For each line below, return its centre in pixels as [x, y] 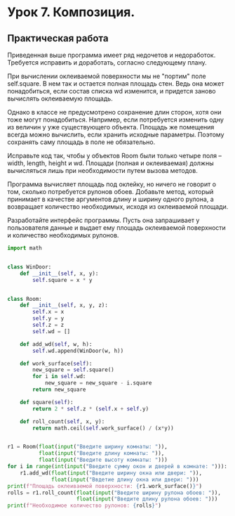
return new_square [59, 389]
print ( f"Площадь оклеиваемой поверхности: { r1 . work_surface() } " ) [105, 486]
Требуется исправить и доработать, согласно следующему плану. [107, 63]
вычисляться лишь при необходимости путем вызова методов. [102, 170]
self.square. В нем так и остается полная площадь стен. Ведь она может [116, 84]
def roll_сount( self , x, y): [62, 421]
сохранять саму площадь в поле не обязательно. [81, 142]
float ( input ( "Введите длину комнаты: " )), [101, 453]
